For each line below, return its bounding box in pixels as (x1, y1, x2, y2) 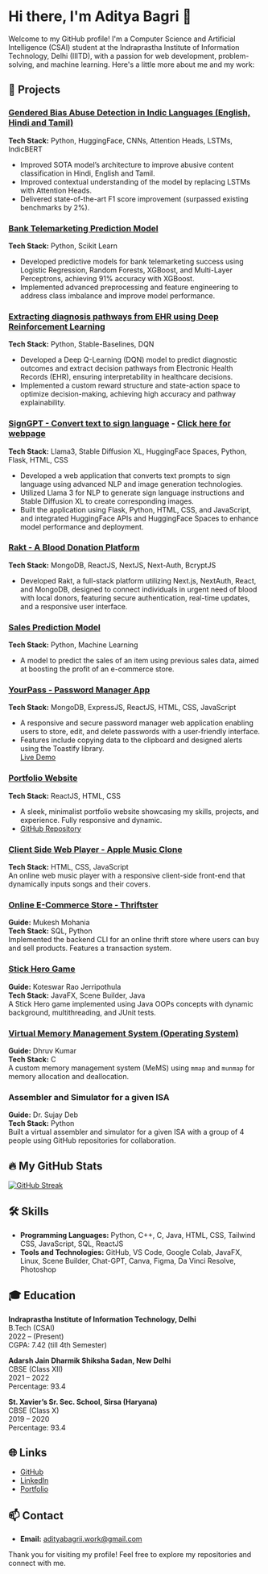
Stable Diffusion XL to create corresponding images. (19, 496, 195, 506)
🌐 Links (8, 1446, 47, 1460)
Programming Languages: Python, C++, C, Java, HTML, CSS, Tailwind (19, 1230, 256, 1240)
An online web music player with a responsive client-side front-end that (8, 870, 245, 880)
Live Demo (19, 753, 56, 762)
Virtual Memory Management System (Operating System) (8, 1028, 239, 1039)
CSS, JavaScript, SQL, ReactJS (19, 1239, 124, 1248)
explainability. (19, 398, 66, 408)
